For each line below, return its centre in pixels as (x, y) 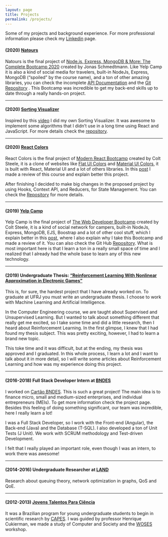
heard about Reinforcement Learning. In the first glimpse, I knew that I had (82, 328)
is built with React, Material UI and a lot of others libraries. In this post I (78, 169)
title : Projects (22, 15)
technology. (17, 259)
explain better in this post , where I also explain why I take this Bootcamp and (84, 238)
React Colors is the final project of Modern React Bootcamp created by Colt (83, 158)
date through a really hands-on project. (45, 93)
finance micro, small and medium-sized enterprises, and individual (74, 397)
